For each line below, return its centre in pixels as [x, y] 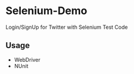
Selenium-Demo [47, 11]
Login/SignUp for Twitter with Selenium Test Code [67, 27]
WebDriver [27, 59]
